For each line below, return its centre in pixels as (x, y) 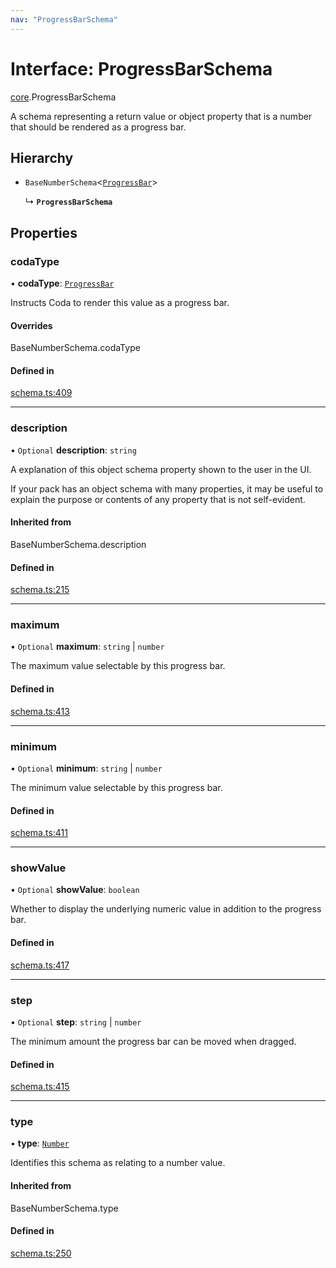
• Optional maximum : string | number (87, 647)
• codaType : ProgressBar (62, 283)
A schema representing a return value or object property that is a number (161, 116)
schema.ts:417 (40, 965)
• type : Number (40, 1143)
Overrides (31, 325)
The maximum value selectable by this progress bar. (118, 666)
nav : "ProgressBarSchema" (64, 19)
